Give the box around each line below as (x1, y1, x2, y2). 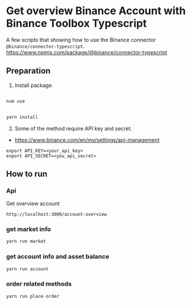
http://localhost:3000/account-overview (6, 212, 108, 218)
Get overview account (6, 200, 60, 207)
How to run (6, 168, 48, 179)
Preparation (6, 66, 51, 76)
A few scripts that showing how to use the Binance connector (6, 36, 156, 43)
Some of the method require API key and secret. (14, 125, 132, 132)
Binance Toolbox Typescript (6, 17, 147, 30)
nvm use (6, 98, 25, 104)
